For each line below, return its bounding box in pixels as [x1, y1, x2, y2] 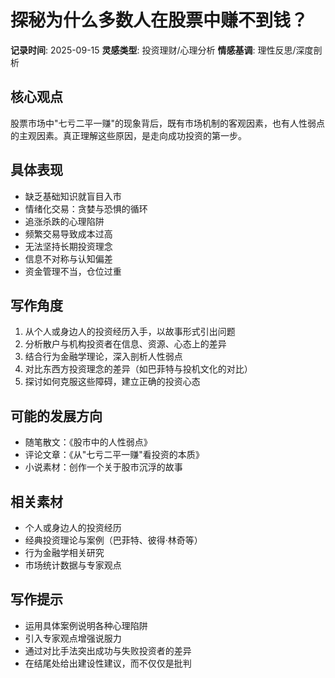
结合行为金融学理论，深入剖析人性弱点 [24, 351, 183, 363]
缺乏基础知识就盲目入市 [24, 190, 122, 202]
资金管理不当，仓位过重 [24, 265, 122, 277]
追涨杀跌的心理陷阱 [24, 215, 105, 227]
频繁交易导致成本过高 [24, 227, 113, 240]
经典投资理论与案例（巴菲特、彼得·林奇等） [24, 534, 203, 546]
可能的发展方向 [10, 407, 103, 425]
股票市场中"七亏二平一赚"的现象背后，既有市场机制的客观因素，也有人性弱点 [10, 117, 326, 129]
